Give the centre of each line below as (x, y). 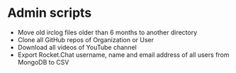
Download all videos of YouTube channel (77, 47)
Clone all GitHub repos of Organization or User (86, 39)
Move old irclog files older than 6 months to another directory (107, 32)
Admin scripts (50, 13)
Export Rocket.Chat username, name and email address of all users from (123, 55)
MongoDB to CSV (43, 62)
